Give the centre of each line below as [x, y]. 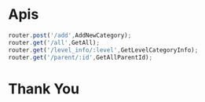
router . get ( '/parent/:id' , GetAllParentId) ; [81, 57]
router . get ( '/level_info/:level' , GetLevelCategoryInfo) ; [103, 50]
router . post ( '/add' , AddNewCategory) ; [70, 35]
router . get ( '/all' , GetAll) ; [54, 42]
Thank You [44, 89]
